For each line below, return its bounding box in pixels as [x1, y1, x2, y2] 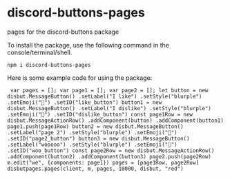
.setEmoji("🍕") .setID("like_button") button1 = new [7, 98, 162, 106]
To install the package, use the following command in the [7, 41, 169, 49]
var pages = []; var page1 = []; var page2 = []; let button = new [10, 87, 209, 94]
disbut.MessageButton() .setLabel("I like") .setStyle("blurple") [7, 93, 202, 100]
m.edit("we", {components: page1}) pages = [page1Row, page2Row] [7, 159, 199, 166]
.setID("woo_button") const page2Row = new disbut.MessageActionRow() [7, 147, 215, 154]
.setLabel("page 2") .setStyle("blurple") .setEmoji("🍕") [7, 129, 178, 136]
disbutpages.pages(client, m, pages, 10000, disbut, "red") [7, 165, 184, 172]
